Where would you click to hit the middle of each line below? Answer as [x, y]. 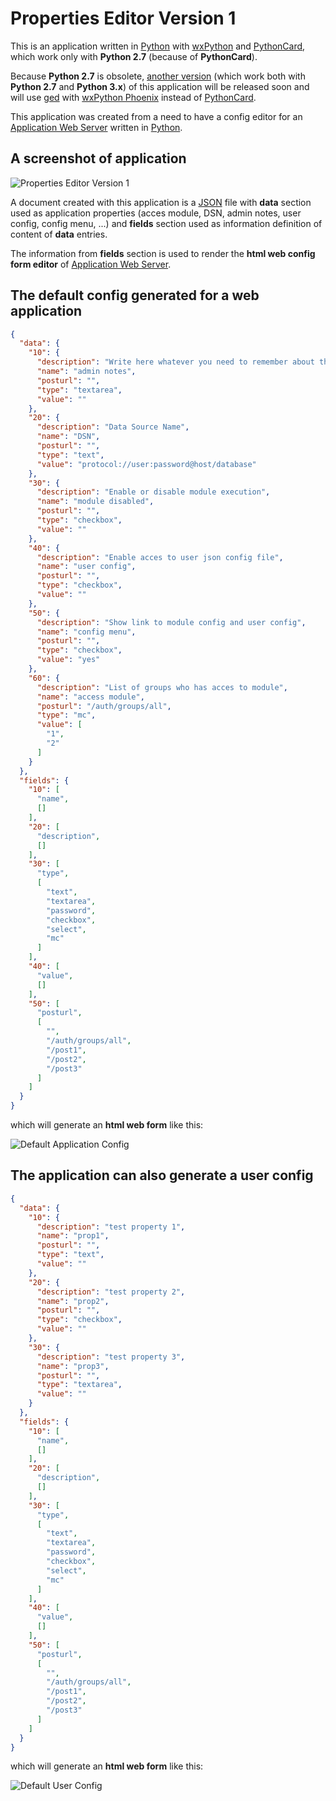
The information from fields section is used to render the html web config [163, 253]
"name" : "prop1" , [73, 1236]
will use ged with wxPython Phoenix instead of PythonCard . [133, 97]
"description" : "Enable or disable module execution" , [153, 492]
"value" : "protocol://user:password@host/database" [146, 464]
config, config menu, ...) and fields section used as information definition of [166, 223]
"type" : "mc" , [66, 715]
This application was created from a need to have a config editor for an [156, 116]
